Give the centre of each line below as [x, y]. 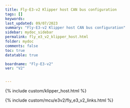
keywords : [15, 19]
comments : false [22, 46]
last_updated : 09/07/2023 [31, 23]
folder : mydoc [20, 42]
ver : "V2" [15, 68]
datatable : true [22, 55]
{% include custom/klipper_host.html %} [46, 91]
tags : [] [14, 14]
